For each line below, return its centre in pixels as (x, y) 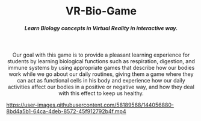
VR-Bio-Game (101, 11)
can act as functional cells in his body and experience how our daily (101, 81)
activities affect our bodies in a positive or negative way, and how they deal (101, 87)
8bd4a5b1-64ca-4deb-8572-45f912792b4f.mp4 (66, 111)
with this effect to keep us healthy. (101, 93)
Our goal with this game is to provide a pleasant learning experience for (101, 55)
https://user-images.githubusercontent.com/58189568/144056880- (90, 105)
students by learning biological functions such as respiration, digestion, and (101, 61)
